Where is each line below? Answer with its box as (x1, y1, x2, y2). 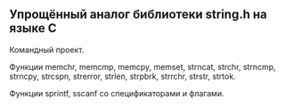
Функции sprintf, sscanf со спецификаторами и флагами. (9, 88, 224, 98)
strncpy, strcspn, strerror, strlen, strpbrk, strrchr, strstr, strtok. (9, 71, 236, 81)
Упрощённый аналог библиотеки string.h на (9, 7, 267, 22)
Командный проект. (9, 44, 85, 55)
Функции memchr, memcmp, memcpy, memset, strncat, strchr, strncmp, (9, 61, 276, 72)
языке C (9, 21, 57, 36)
